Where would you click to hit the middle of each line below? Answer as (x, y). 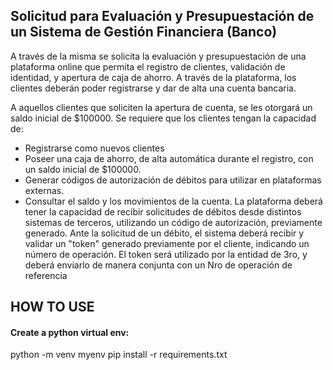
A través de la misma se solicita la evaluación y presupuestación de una (158, 56)
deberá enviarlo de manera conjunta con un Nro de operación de (158, 265)
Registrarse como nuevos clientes (94, 148)
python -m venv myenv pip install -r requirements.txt (119, 355)
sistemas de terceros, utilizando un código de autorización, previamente (173, 222)
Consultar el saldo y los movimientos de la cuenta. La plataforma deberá (173, 201)
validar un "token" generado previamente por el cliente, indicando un (167, 243)
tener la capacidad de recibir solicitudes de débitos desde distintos (163, 211)
